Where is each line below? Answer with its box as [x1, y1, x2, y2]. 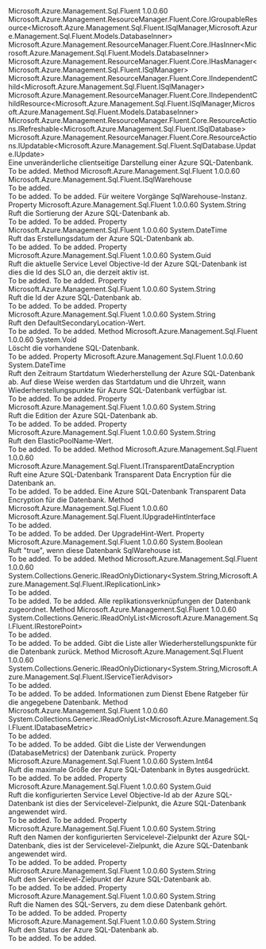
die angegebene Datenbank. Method [8, 697, 129, 707]
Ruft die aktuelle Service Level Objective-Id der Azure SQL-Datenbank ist [8, 259, 248, 268]
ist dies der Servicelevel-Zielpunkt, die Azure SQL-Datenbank [45, 799, 247, 808]
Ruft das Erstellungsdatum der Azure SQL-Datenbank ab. [8, 234, 195, 243]
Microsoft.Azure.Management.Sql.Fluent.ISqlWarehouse [8, 175, 192, 184]
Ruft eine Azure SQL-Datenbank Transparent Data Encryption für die [8, 470, 232, 479]
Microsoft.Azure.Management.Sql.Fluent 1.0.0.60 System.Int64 [8, 756, 214, 766]
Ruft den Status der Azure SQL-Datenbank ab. [8, 925, 159, 934]
